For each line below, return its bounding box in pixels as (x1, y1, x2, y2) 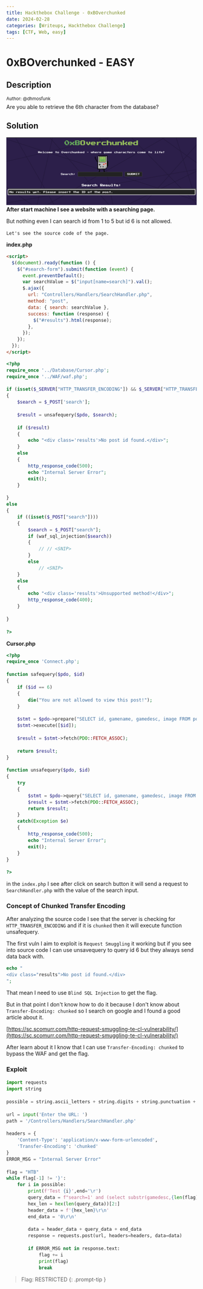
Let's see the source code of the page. (6, 230, 110, 236)
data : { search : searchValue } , (28, 304, 110, 310)
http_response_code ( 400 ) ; (28, 597, 94, 603)
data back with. (6, 953, 45, 960)
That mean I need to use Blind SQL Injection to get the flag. (6, 989, 158, 997)
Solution (6, 121, 39, 131)
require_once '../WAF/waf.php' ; (6, 373, 88, 379)
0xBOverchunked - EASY (6, 56, 135, 70)
